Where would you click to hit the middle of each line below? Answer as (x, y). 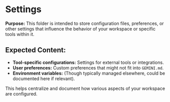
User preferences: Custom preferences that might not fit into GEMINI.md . (88, 67)
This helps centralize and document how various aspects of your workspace (85, 88)
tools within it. (20, 34)
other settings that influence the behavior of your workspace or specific (80, 28)
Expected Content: (36, 50)
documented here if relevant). (44, 78)
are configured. (21, 94)
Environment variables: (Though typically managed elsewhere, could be (89, 73)
